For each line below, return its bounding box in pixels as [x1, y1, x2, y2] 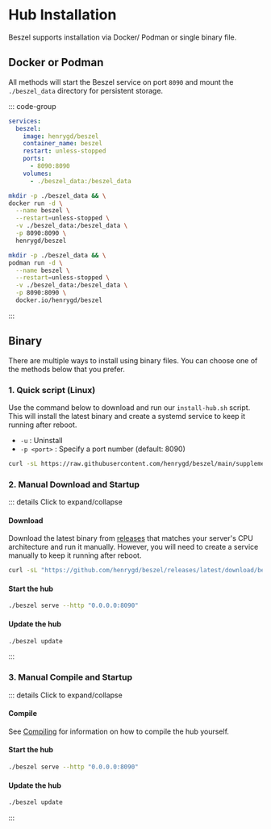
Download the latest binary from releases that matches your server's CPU [8, 534, 254, 543]
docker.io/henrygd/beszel [15, 296, 103, 304]
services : [8, 117, 42, 125]
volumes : [23, 170, 52, 178]
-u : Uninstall [19, 435, 63, 445]
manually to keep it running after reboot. [8, 551, 142, 560]
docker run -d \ [8, 199, 63, 207]
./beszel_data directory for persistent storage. [8, 86, 164, 95]
